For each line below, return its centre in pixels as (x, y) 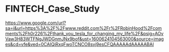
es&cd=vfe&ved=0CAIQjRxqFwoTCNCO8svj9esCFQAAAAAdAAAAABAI (79, 44)
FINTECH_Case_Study (52, 9)
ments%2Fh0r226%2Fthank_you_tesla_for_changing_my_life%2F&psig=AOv (84, 33)
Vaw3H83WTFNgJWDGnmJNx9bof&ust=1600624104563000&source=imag (84, 39)
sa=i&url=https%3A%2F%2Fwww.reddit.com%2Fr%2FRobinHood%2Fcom (84, 28)
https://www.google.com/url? (36, 23)
